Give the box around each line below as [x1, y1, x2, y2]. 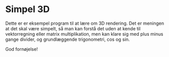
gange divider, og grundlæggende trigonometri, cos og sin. [5, 36, 130, 42]
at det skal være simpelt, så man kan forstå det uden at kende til [5, 25, 141, 31]
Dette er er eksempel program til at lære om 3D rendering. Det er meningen [5, 20, 164, 26]
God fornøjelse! [5, 46, 38, 52]
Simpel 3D [5, 4, 50, 15]
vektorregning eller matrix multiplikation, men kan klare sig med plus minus [5, 31, 163, 37]
